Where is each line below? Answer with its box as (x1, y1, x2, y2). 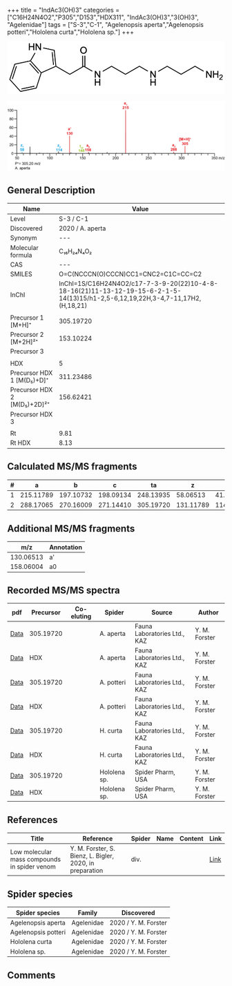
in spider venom (10, 862, 57, 871)
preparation (70, 866, 104, 874)
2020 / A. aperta (58, 224, 106, 233)
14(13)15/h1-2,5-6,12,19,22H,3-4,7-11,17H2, (58, 294, 202, 302)
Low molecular (10, 848, 52, 856)
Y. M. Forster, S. (70, 844, 115, 852)
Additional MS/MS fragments (7, 523, 135, 534)
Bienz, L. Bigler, (70, 851, 115, 860)
